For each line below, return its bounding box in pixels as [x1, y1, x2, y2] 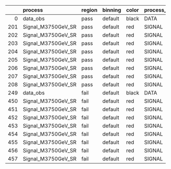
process [22, 7, 43, 13]
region [81, 7, 98, 13]
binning [102, 7, 121, 13]
